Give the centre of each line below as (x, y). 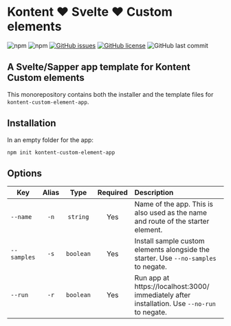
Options (25, 173)
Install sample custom (169, 241)
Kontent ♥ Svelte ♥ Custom (90, 12)
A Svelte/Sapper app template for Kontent (99, 67)
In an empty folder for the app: (51, 140)
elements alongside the (172, 250)
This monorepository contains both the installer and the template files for (110, 94)
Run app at (152, 278)
